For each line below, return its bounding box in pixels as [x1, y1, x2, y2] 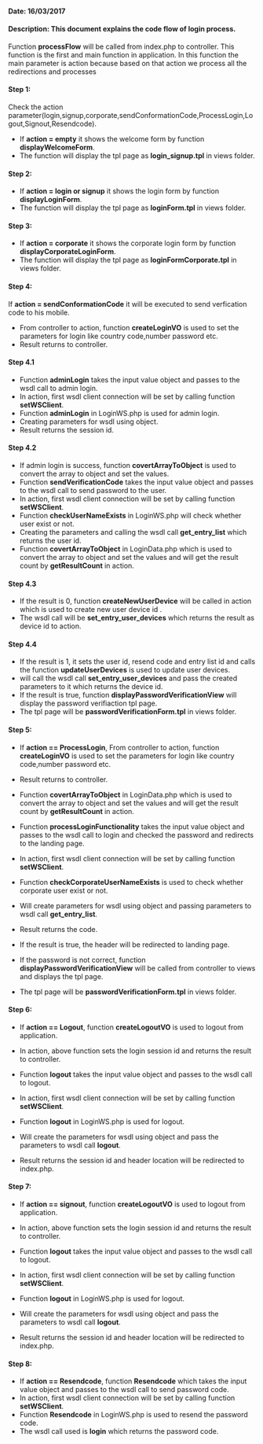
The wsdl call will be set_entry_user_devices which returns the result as [19, 613, 255, 623]
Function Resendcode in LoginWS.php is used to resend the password [19, 1410, 249, 1420]
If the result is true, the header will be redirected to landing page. [19, 940, 230, 949]
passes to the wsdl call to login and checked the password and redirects [19, 830, 254, 839]
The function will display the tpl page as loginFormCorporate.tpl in [19, 256, 237, 265]
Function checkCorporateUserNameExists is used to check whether [19, 877, 243, 886]
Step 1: [8, 85, 31, 94]
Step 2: [8, 169, 33, 179]
